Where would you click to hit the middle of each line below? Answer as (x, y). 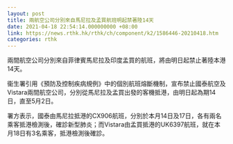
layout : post (26, 14)
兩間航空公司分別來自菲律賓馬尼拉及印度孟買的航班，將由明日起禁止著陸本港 (116, 61)
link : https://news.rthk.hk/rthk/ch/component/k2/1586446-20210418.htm (113, 33)
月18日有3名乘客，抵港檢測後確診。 (58, 134)
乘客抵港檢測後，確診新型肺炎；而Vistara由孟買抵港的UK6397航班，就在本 (114, 125)
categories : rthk (32, 40)
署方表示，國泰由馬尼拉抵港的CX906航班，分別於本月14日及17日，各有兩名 (114, 116)
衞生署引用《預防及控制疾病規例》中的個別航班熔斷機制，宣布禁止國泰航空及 (116, 83)
